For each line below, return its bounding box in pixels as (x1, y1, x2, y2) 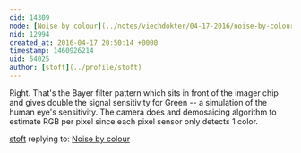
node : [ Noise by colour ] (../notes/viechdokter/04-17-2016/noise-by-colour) (9, 21, 298, 30)
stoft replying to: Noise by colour (9, 133, 131, 144)
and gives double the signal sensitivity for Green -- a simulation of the (9, 97, 267, 107)
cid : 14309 (9, 13, 50, 22)
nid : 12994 (9, 30, 50, 38)
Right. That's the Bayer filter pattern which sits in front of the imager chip (9, 87, 279, 98)
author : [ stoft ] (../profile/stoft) (9, 64, 142, 72)
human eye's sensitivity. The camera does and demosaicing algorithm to (9, 106, 277, 117)
